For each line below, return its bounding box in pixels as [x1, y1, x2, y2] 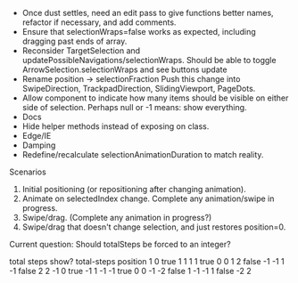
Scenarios [9, 166, 46, 177]
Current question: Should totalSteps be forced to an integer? [9, 239, 231, 249]
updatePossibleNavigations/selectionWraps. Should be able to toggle [21, 55, 277, 65]
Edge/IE [21, 131, 52, 141]
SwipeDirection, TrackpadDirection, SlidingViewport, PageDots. [21, 84, 256, 93]
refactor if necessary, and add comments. [21, 17, 177, 28]
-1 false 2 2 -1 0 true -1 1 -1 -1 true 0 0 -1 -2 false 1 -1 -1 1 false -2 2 [9, 266, 252, 276]
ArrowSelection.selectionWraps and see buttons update [21, 64, 228, 75]
